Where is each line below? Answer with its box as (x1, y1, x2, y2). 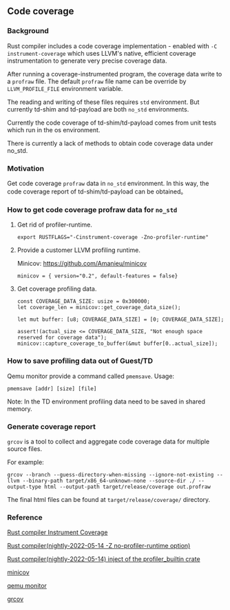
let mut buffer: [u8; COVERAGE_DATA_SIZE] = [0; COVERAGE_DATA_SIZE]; (17, 316, 224, 323)
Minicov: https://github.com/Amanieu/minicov (17, 260, 147, 268)
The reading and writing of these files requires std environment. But (7, 98, 200, 106)
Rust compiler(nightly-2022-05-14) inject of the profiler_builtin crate (7, 555, 201, 563)
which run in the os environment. (7, 125, 101, 134)
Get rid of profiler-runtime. (17, 220, 93, 229)
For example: (7, 458, 45, 466)
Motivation (7, 163, 45, 173)
